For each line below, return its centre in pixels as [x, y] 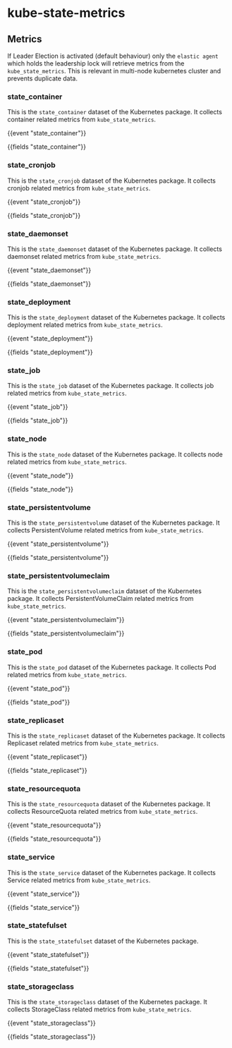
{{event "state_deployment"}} [50, 339]
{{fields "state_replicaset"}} [47, 770]
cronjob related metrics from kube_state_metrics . [79, 188]
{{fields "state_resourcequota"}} [54, 839]
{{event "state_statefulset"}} [48, 954]
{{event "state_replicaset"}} [48, 757]
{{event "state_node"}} [41, 475]
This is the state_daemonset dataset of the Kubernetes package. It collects [115, 249]
